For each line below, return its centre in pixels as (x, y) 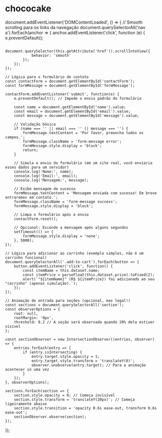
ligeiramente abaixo (26, 404)
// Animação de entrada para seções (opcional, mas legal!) (68, 300)
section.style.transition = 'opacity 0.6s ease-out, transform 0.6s (85, 408)
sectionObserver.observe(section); (50, 417)
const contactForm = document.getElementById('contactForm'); (70, 81)
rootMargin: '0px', (34, 318)
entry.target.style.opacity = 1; (65, 356)
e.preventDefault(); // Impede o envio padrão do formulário (78, 98)
